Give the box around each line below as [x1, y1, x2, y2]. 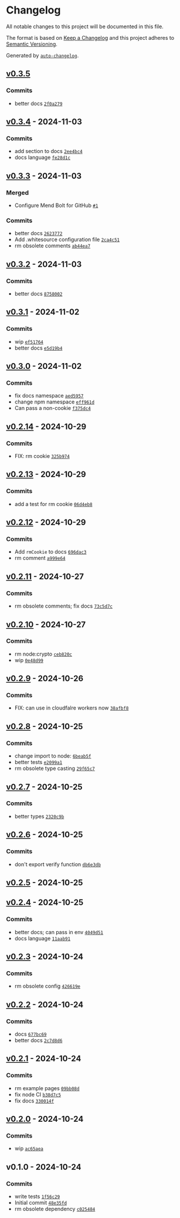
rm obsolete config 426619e [14, 983, 81, 990]
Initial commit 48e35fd [14, 1199, 67, 1206]
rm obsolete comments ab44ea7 [14, 242, 91, 249]
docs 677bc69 [14, 1030, 47, 1037]
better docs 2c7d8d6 [14, 1037, 63, 1044]
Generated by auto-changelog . [6, 52, 79, 59]
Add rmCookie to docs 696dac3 [14, 548, 87, 555]
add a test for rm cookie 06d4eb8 [14, 500, 93, 507]
